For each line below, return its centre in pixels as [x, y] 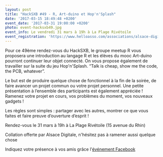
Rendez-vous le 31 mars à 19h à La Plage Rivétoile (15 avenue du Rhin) [75, 125]
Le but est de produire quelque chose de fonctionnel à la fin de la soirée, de [81, 80]
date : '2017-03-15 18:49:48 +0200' [41, 18]
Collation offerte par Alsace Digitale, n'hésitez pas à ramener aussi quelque [80, 135]
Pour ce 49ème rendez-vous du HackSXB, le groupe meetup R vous [73, 50]
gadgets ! [15, 101]
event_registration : [26, 37]
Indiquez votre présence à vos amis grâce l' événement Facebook [70, 149]
